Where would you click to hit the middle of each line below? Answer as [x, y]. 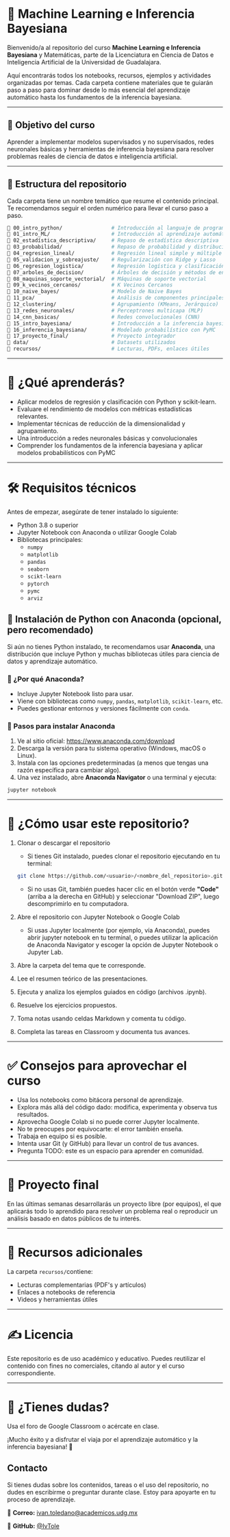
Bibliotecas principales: [50, 539]
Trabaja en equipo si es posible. [62, 1136]
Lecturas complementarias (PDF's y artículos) [81, 1285]
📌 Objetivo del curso [51, 125]
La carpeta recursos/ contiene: [50, 1271]
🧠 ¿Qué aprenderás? [66, 383]
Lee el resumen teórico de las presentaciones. [82, 979]
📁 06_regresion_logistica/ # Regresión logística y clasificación [116, 266]
